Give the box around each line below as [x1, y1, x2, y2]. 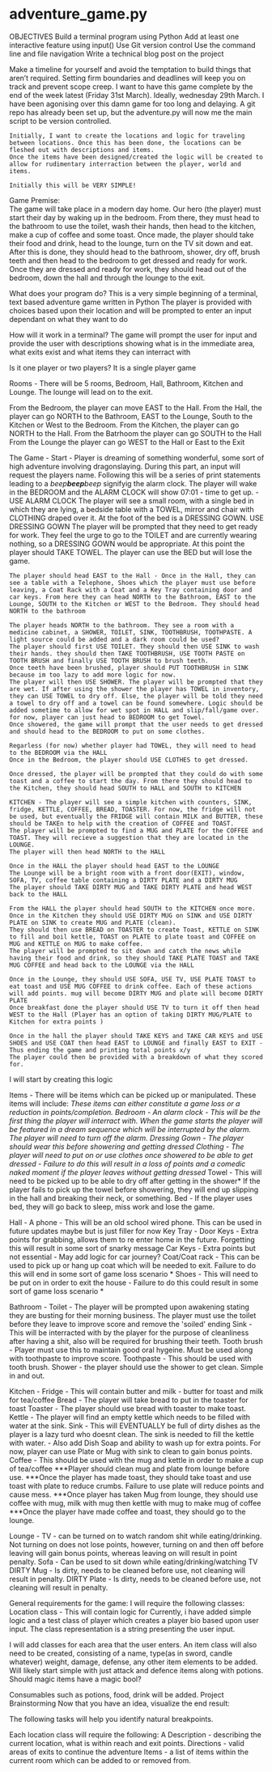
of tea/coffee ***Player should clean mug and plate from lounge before [9, 1464, 250, 1473]
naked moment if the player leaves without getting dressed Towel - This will [9, 1167, 262, 1177]
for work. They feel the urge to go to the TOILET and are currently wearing [9, 530, 257, 540]
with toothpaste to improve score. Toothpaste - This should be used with [9, 1353, 252, 1363]
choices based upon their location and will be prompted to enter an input [9, 305, 252, 316]
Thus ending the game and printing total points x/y [9, 1045, 191, 1054]
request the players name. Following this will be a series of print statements [9, 470, 261, 480]
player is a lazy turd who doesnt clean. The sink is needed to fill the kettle [9, 1429, 254, 1439]
